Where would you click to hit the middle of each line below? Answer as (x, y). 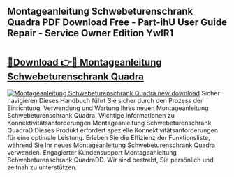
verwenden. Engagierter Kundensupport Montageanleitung (92, 152)
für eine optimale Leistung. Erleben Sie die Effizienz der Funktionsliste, (109, 138)
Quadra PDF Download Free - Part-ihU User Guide (117, 23)
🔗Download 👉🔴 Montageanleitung (85, 62)
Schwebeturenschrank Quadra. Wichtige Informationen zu (91, 115)
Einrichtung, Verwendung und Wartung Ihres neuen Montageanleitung (108, 108)
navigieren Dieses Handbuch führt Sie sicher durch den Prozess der (105, 101)
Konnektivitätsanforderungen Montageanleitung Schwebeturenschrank (109, 123)
